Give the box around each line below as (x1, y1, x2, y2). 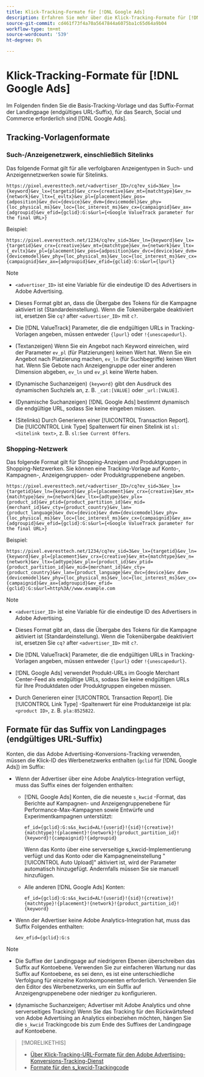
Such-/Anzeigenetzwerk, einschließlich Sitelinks (6, 150, 154, 159)
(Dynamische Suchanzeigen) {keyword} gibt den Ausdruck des (15, 380, 172, 387)
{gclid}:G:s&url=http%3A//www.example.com (6, 585, 115, 591)
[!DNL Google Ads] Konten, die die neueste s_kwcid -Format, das (24, 793, 186, 801)
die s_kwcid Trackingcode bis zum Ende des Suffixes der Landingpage (15, 1020, 191, 1028)
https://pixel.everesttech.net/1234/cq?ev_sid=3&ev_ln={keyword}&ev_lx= (6, 237, 194, 244)
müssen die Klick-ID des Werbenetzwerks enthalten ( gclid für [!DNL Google (6, 756, 197, 764)
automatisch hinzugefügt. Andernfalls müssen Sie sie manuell (24, 865, 179, 872)
